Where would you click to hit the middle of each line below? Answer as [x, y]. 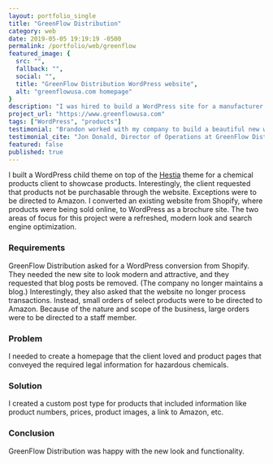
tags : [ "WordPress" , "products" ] [65, 122]
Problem [26, 338]
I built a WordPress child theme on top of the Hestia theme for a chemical [131, 175]
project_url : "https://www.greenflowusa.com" [87, 115]
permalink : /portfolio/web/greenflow [72, 46]
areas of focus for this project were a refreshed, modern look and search [130, 218]
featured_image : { [39, 54]
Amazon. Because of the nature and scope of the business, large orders [129, 309]
